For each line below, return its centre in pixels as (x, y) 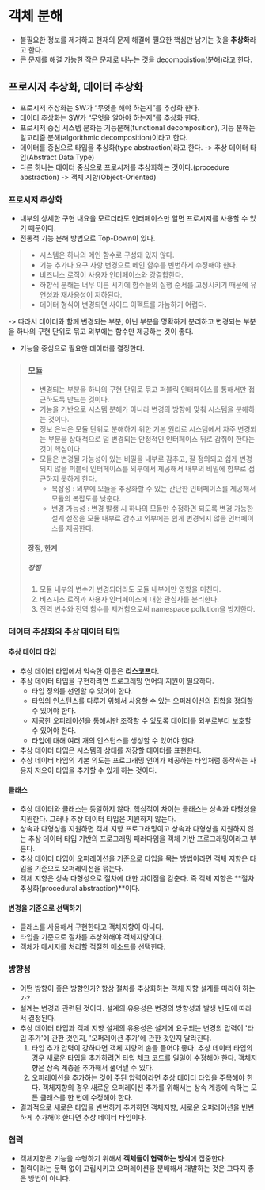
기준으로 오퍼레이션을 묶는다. (79, 869)
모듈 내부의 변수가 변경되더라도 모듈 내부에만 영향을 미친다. (130, 589)
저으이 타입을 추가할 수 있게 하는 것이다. (96, 770)
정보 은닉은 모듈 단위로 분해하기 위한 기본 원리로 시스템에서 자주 (137, 429)
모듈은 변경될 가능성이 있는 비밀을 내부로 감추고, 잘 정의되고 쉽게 (138, 459)
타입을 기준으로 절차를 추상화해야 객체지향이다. (92, 937)
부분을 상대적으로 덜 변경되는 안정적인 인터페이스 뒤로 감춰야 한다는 (151, 439)
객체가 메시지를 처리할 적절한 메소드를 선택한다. (93, 947)
